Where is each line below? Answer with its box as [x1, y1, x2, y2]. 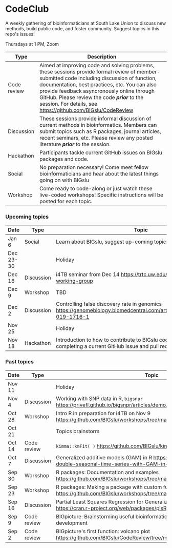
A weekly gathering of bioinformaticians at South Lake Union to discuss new [5, 20, 166, 26]
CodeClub [5, 3, 49, 15]
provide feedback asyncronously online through [39, 87, 155, 94]
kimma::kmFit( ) [56, 443, 96, 449]
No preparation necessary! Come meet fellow [39, 164, 149, 171]
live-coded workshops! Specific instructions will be [39, 191, 164, 198]
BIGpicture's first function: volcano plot [56, 527, 150, 535]
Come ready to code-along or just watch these [39, 185, 153, 192]
